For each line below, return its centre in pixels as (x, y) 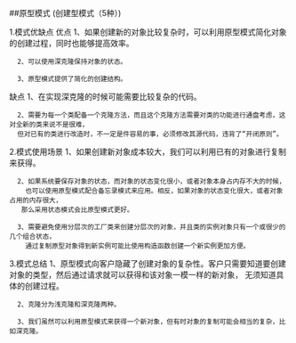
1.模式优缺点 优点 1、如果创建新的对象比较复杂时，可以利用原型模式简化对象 (148, 32)
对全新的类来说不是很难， (49, 125)
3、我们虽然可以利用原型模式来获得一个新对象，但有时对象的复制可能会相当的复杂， (148, 322)
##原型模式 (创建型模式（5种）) (65, 13)
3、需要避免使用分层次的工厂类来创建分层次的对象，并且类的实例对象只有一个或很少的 (152, 227)
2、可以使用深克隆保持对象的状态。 (72, 61)
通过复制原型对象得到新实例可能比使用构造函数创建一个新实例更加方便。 (138, 246)
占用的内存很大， (36, 200)
